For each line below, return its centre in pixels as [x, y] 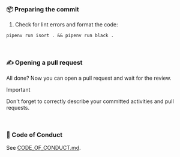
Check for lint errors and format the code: [66, 25]
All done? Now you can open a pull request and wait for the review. [89, 78]
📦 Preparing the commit [43, 9]
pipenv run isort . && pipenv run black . [60, 36]
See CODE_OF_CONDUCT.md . [43, 147]
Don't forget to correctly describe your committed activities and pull [90, 101]
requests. [18, 107]
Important [18, 89]
